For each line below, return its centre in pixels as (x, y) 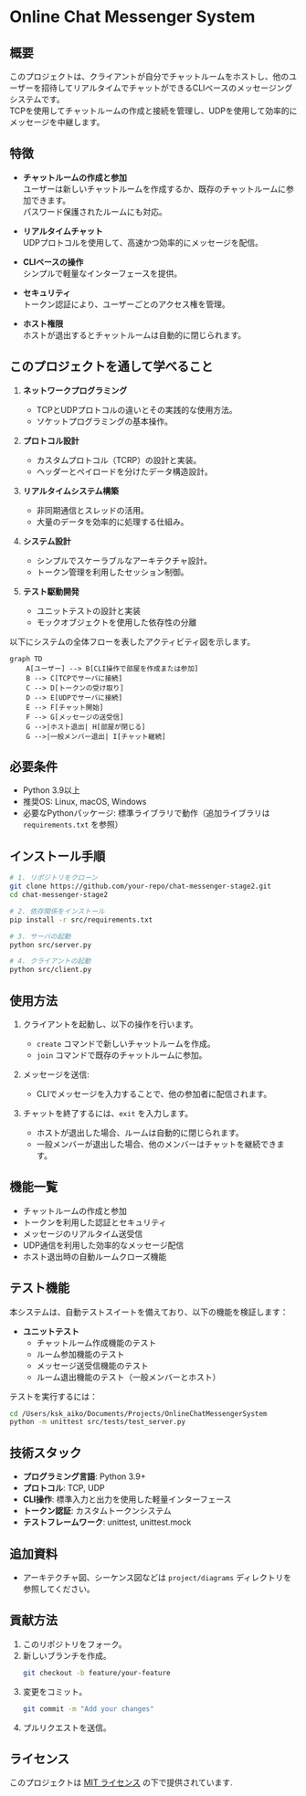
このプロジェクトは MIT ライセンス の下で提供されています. (121, 1782)
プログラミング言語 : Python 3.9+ (84, 1476)
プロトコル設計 (51, 440)
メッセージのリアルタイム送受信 (83, 1233)
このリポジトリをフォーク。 (74, 1644)
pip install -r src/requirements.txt (81, 920)
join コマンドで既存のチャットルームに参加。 (121, 1055)
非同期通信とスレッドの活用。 (92, 510)
